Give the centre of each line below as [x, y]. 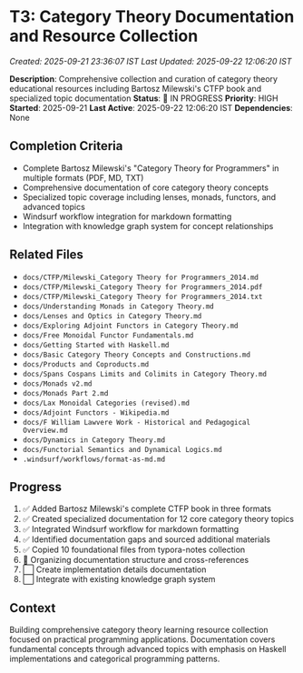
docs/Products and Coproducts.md [86, 364]
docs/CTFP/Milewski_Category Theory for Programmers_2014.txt [142, 296]
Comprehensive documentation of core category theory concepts [146, 187]
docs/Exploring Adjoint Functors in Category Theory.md [130, 326]
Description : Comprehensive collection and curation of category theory [144, 78]
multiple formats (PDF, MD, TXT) [83, 177]
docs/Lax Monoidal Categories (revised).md [106, 403]
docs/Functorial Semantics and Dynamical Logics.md [122, 449]
